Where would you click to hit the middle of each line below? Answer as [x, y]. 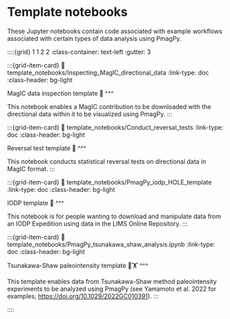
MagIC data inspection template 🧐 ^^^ [60, 93]
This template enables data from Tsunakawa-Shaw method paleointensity [112, 281]
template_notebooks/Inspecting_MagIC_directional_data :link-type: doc [108, 72]
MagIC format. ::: [31, 168]
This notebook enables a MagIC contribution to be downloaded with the [109, 106]
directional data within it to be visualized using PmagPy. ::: [90, 114]
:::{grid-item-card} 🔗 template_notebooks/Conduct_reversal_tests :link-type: [115, 127]
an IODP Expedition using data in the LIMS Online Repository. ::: [97, 223]
